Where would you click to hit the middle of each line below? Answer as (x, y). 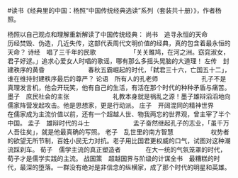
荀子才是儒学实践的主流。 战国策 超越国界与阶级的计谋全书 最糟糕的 (110, 158)
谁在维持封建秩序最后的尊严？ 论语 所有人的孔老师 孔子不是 (117, 79)
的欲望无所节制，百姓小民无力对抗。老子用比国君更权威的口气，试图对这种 (116, 141)
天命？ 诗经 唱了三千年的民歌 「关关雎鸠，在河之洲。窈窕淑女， (118, 52)
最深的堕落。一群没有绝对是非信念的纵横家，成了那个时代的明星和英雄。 (125, 167)
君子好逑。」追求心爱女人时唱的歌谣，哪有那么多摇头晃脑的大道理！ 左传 (112, 61)
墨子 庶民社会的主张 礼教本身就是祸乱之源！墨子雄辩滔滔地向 (119, 96)
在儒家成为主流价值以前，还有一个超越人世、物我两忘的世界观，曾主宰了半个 (119, 114)
